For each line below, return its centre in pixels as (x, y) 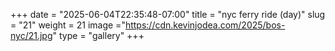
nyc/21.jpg (31, 35)
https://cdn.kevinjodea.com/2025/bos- (205, 25)
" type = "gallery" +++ (98, 35)
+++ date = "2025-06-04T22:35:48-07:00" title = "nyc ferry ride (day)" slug (168, 14)
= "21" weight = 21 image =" (68, 25)
